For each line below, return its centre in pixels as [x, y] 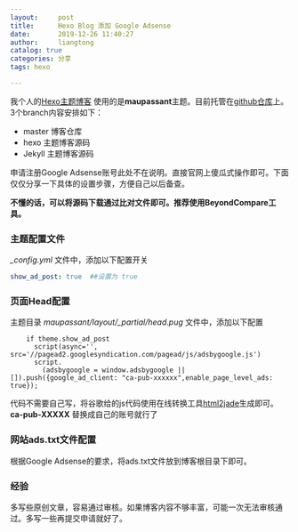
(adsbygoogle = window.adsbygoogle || [114, 370]
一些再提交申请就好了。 [84, 518]
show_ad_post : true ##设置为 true [74, 277]
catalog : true [36, 51]
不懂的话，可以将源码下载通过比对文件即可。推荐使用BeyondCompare [140, 202]
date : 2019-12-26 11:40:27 [72, 34]
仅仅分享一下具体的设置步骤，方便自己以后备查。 [100, 183]
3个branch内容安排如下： [56, 112]
